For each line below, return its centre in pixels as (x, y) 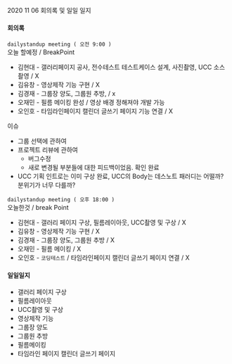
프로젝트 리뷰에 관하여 (48, 150)
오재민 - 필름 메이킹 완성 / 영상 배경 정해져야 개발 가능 (91, 102)
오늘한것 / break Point (38, 208)
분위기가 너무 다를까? (46, 185)
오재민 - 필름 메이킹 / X (49, 249)
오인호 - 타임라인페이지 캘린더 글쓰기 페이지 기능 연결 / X (95, 111)
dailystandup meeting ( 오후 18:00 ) (61, 200)
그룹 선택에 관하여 (42, 141)
